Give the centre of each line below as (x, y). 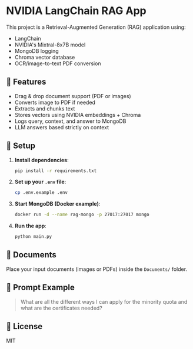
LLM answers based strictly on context (61, 127)
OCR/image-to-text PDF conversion (58, 63)
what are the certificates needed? (61, 308)
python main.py (33, 237)
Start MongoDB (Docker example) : (57, 204)
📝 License (24, 326)
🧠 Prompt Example (41, 288)
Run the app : (31, 226)
